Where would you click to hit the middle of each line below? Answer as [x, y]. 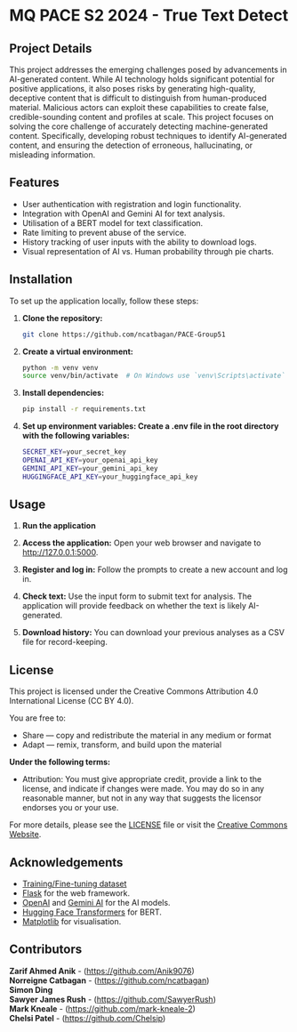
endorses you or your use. [70, 808]
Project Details [51, 48]
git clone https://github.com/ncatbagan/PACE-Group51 [124, 335]
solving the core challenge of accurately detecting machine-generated [139, 126]
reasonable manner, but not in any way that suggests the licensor [142, 798]
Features [34, 183]
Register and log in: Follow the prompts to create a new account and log [155, 569]
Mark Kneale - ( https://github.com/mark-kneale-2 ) [102, 1008]
